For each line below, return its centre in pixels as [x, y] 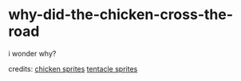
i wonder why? [32, 53]
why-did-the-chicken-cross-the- [121, 15]
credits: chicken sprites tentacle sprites [73, 68]
